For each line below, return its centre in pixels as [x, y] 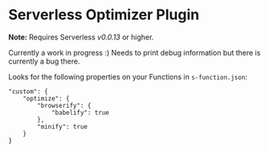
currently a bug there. [44, 61]
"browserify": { [64, 105]
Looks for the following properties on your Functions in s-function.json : [128, 76]
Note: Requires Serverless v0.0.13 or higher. [81, 37]
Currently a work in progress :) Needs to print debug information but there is [134, 52]
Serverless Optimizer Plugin [104, 15]
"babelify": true [80, 113]
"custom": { [28, 91]
